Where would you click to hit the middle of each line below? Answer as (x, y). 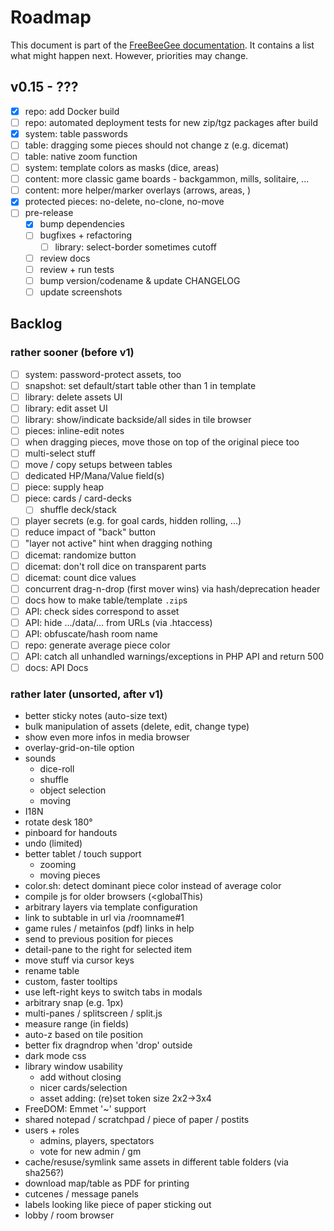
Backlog (36, 324)
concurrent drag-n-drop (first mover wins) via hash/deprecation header (172, 588)
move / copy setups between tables (98, 464)
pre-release (49, 213)
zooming (58, 865)
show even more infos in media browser (107, 737)
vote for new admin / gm (90, 1152)
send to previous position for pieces (99, 939)
